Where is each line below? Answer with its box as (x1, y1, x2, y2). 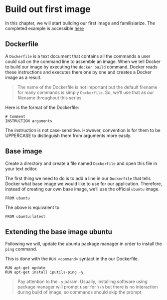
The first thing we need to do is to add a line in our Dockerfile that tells (5, 175, 151, 181)
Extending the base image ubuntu (5, 227, 112, 236)
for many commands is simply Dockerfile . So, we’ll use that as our (17, 89, 155, 95)
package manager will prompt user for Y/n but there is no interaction (17, 284, 158, 290)
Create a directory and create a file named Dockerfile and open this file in (5, 160, 158, 166)
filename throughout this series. (17, 94, 83, 100)
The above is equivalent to (5, 204, 60, 210)
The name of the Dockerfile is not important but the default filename (17, 84, 158, 90)
